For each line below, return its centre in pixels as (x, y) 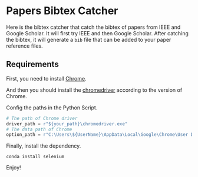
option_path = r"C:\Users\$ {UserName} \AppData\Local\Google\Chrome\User (97, 135)
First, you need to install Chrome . (46, 78)
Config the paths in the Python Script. (52, 108)
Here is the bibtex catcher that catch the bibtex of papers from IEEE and (93, 27)
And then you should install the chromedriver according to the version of (94, 90)
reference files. (24, 46)
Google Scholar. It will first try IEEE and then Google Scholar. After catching (97, 33)
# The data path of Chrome (39, 129)
